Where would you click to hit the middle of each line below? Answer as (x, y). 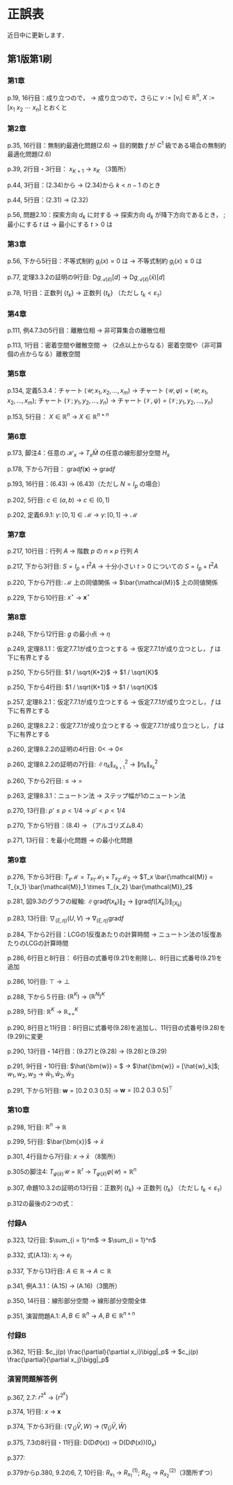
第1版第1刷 (30, 59)
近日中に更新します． (38, 35)
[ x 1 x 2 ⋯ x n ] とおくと (37, 108)
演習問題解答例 (32, 1379)
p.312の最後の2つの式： (41, 1204)
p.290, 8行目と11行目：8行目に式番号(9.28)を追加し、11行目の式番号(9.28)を (116, 1027)
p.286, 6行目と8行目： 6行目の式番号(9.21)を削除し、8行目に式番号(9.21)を (115, 957)
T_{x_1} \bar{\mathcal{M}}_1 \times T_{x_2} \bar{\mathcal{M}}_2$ (100, 886)
